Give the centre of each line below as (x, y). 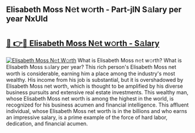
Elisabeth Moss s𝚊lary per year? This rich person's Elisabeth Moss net (91, 67)
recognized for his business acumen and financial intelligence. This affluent (97, 105)
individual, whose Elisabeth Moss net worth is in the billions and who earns (97, 111)
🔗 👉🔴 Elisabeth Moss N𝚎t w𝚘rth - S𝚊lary (83, 43)
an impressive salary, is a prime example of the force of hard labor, (87, 117)
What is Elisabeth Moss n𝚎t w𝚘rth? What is (130, 60)
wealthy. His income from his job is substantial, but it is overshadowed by (95, 80)
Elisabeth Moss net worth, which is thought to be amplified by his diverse (95, 86)
